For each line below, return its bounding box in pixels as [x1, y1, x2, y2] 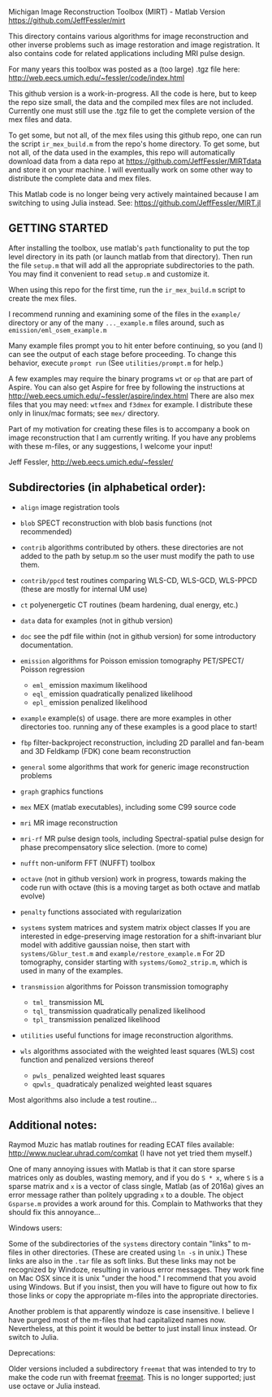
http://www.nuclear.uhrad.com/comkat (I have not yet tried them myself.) [8, 1148, 253, 1158]
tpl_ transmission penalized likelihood [32, 1014, 161, 1024]
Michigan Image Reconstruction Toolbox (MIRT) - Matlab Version [8, 7, 226, 16]
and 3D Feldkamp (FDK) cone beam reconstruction [19, 746, 191, 755]
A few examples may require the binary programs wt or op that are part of [8, 373, 253, 383]
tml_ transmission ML [32, 997, 105, 1007]
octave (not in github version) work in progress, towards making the [19, 873, 247, 883]
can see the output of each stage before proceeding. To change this [8, 349, 237, 359]
